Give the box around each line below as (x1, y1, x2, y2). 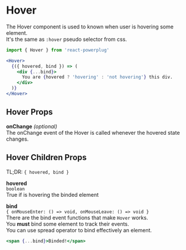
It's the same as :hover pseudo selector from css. (6, 35, 127, 43)
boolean (6, 186, 25, 192)
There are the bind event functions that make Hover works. (6, 214, 149, 221)
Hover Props (6, 107, 53, 117)
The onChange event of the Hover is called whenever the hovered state (6, 129, 180, 136)
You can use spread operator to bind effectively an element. (6, 226, 152, 233)
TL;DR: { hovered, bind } (6, 168, 69, 175)
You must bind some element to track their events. (6, 220, 129, 228)
